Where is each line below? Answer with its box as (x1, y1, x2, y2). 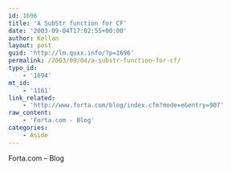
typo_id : (8, 64, 38, 72)
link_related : (8, 94, 56, 102)
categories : (8, 124, 48, 132)
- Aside (22, 131, 48, 139)
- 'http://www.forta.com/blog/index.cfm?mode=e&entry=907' (22, 101, 225, 109)
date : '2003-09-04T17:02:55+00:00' (8, 26, 128, 35)
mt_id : (8, 79, 30, 87)
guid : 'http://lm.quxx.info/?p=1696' (8, 49, 135, 57)
